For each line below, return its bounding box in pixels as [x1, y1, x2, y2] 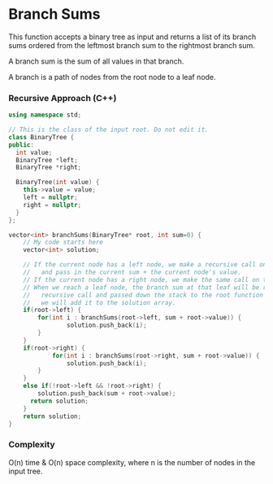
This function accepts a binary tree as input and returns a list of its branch [8, 32, 257, 42]
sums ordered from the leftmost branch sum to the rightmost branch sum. [8, 40, 256, 50]
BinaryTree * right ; [15, 164, 82, 172]
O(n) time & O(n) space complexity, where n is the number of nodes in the [8, 457, 256, 467]
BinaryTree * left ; [15, 156, 79, 164]
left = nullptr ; [23, 193, 79, 202]
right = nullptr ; [23, 200, 82, 209]
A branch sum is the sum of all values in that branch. [8, 56, 184, 66]
